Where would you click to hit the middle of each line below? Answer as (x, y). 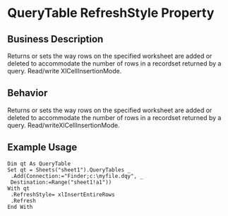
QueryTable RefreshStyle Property (111, 13)
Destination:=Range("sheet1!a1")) (61, 182)
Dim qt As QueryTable (39, 164)
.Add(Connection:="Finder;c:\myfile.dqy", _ (77, 176)
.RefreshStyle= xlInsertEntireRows (62, 194)
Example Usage (42, 147)
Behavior (28, 93)
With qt (19, 188)
